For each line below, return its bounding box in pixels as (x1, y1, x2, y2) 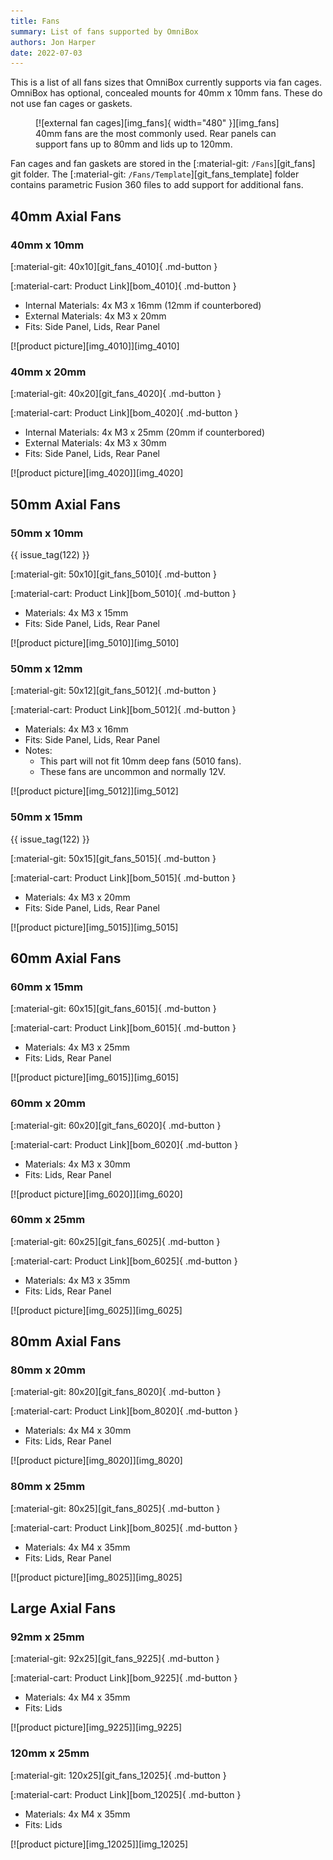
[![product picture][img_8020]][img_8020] (10, 1455, 183, 1467)
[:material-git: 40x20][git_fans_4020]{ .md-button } (10, 388, 222, 400)
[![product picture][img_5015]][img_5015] (10, 921, 179, 933)
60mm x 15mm (10, 980, 83, 994)
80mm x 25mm (10, 1480, 86, 1494)
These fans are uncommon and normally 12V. (39, 766, 227, 778)
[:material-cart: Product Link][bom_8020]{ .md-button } (10, 1405, 239, 1417)
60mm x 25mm (10, 1213, 86, 1227)
